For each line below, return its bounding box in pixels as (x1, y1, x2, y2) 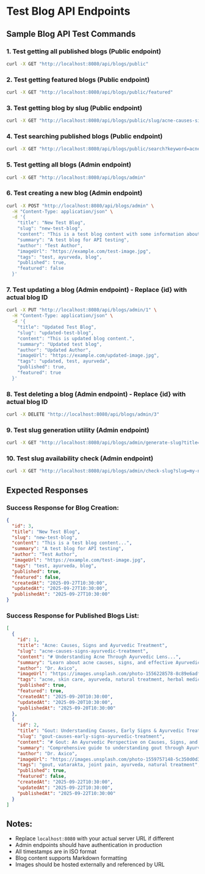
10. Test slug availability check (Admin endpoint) (6, 454, 154, 463)
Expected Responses (6, 485, 88, 495)
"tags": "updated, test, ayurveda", (17, 358, 111, 365)
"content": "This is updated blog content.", (17, 335, 135, 342)
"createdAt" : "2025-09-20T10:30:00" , (17, 693, 113, 700)
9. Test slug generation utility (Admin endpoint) (6, 425, 149, 434)
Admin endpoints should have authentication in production (15, 842, 163, 849)
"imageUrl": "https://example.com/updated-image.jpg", (17, 353, 160, 359)
